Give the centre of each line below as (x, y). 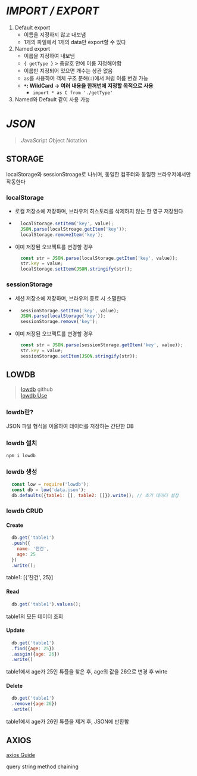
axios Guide (21, 755)
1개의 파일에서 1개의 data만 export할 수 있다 (75, 42)
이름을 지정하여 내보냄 (49, 55)
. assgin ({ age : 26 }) (36, 654)
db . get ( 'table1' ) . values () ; (46, 604)
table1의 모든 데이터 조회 (35, 616)
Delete (14, 685)
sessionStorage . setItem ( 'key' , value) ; (70, 311)
